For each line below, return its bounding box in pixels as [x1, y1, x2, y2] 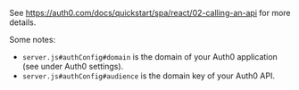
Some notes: [9, 35, 56, 45]
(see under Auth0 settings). [21, 61, 124, 71]
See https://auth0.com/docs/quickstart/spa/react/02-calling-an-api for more [9, 8, 291, 18]
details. [9, 17, 37, 28]
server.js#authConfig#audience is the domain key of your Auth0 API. [21, 70, 275, 81]
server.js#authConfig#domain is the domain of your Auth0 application [21, 52, 278, 61]
